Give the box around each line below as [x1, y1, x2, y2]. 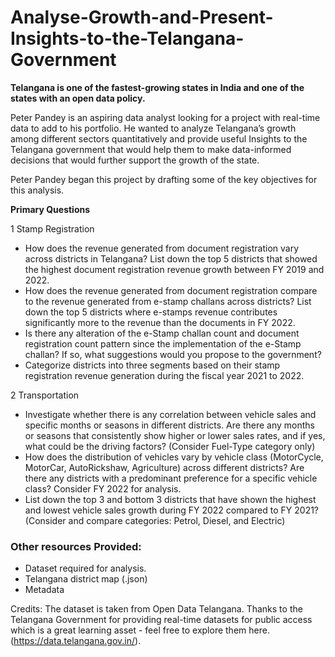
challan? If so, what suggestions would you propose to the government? [24, 348, 322, 360]
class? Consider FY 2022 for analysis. [24, 482, 182, 495]
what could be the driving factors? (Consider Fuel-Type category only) [24, 440, 316, 452]
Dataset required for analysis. [24, 562, 147, 575]
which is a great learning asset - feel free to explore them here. [10, 624, 270, 636]
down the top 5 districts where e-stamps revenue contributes [24, 306, 278, 318]
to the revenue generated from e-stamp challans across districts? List [24, 295, 312, 307]
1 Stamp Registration [10, 222, 95, 235]
